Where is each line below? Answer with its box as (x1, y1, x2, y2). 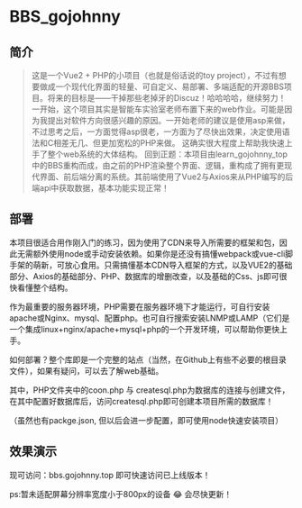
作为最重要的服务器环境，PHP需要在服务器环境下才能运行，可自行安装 (9, 301, 270, 312)
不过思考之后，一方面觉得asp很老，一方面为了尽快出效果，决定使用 (31, 126, 282, 137)
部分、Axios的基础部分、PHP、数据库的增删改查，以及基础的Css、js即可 (9, 270, 279, 281)
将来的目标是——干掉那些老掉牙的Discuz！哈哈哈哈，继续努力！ (47, 93, 287, 103)
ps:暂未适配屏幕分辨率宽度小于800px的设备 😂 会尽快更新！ (9, 488, 233, 499)
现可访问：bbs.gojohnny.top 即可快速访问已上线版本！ (9, 469, 211, 480)
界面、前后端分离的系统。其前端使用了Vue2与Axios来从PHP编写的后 (39, 171, 294, 182)
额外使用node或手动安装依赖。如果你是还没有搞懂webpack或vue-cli (32, 248, 286, 259)
